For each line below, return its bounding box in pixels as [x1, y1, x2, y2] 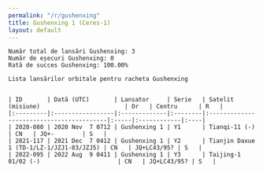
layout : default [8, 26, 61, 34]
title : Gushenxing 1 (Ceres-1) [8, 19, 111, 27]
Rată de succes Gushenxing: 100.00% [8, 61, 128, 69]
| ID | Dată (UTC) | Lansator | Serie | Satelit [8, 96, 235, 104]
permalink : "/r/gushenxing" [8, 11, 101, 20]
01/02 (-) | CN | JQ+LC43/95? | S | [8, 158, 217, 166]
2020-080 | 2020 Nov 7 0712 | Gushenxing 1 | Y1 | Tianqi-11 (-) [15, 123, 256, 131]
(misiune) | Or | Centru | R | [8, 103, 224, 111]
